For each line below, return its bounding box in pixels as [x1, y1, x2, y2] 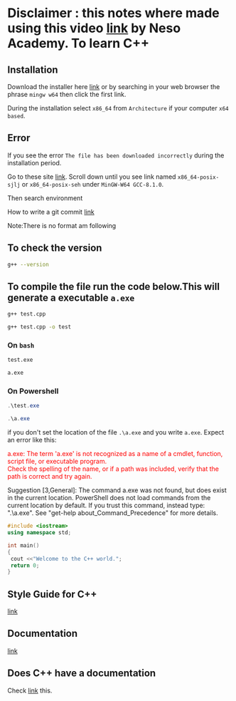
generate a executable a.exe [7, 291, 135, 303]
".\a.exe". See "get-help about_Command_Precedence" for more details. [7, 509, 218, 517]
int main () [7, 541, 40, 549]
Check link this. [7, 686, 53, 695]
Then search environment [7, 194, 83, 202]
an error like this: [7, 436, 57, 445]
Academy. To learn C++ [7, 36, 150, 51]
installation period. [7, 158, 62, 167]
